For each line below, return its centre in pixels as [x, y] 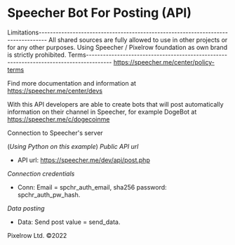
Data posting [26, 208]
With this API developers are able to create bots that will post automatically [115, 104]
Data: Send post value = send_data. [69, 222]
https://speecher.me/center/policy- [164, 62]
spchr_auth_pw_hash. [49, 194]
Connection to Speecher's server [55, 133]
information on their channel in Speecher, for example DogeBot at [102, 112]
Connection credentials [41, 173]
